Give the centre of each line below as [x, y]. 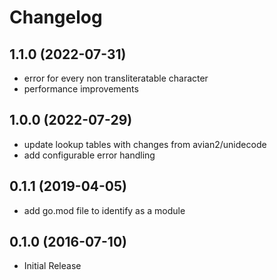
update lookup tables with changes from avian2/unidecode [145, 144]
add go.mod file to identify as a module [104, 210]
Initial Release [52, 266]
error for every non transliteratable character [116, 78]
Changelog [56, 17]
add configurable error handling [89, 155]
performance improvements [81, 89]
